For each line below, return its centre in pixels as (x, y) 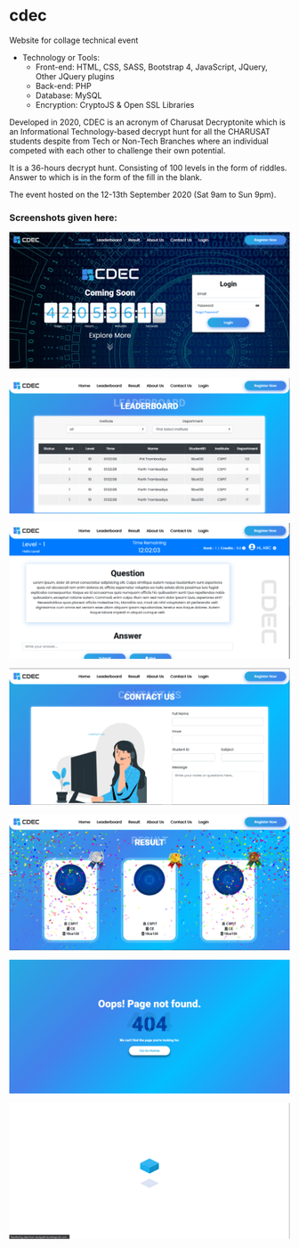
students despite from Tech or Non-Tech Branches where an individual (139, 141)
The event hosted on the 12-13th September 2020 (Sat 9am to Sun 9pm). (143, 194)
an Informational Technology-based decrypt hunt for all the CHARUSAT (140, 131)
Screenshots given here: (64, 218)
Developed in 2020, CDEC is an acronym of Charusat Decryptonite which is (148, 122)
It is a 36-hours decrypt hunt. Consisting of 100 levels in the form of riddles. (148, 168)
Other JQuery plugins (75, 76)
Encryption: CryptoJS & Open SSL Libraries (115, 104)
